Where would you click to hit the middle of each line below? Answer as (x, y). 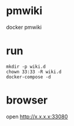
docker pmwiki (24, 27)
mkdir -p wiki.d (26, 67)
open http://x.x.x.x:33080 (37, 117)
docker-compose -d (28, 77)
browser (27, 100)
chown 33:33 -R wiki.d (34, 72)
